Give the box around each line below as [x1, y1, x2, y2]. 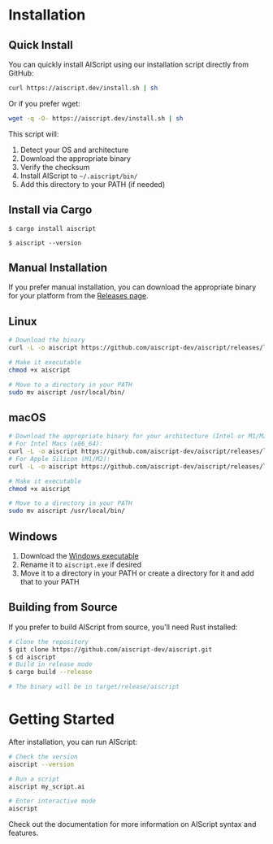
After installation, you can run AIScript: [8, 737, 138, 746]
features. [8, 828, 39, 838]
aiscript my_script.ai [8, 782, 85, 790]
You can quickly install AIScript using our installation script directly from [8, 59, 249, 69]
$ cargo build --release [8, 668, 93, 677]
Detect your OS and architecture [19, 145, 129, 154]
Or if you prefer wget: [8, 98, 81, 108]
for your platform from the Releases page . [8, 291, 149, 301]
